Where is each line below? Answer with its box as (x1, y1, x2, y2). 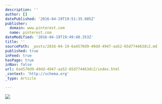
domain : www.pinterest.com (9, 26, 65, 31)
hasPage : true (5, 58, 34, 63)
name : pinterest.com (9, 30, 52, 35)
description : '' (5, 7, 38, 12)
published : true (5, 48, 38, 53)
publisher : (5, 21, 28, 26)
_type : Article (5, 76, 36, 81)
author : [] (5, 12, 28, 17)
